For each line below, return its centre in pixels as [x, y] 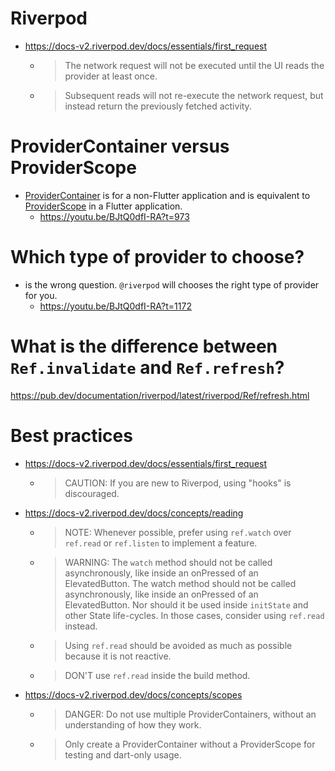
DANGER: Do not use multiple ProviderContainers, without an [190, 714]
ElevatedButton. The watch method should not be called [180, 583]
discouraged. [92, 493]
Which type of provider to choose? [157, 257]
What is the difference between [144, 346]
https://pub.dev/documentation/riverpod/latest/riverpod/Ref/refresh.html [160, 395]
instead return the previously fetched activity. [158, 106]
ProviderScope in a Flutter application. [103, 206]
